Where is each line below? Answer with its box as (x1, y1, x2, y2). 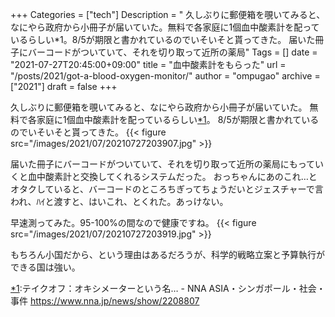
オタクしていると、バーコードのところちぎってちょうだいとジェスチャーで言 (10, 183, 324, 195)
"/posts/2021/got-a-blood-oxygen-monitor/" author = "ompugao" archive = (10, 70, 321, 82)
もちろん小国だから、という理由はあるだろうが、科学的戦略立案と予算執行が (10, 249, 325, 260)
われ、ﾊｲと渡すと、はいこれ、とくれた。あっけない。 (10, 196, 229, 207)
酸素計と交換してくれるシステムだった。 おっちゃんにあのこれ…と (44, 171, 318, 182)
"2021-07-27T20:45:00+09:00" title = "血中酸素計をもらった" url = (10, 59, 287, 70)
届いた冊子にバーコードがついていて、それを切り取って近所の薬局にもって (10, 158, 316, 170)
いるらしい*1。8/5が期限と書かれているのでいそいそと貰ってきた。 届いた (10, 34, 316, 45)
